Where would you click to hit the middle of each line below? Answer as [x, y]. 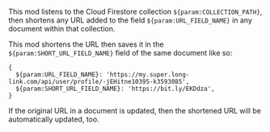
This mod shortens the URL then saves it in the [86, 44]
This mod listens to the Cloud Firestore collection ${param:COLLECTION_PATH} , [135, 12]
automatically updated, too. [54, 119]
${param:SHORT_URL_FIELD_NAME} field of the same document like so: [120, 53]
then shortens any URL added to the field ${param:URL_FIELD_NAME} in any [131, 20]
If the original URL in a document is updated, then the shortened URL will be [135, 111]
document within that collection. [62, 29]
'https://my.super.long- [148, 75]
